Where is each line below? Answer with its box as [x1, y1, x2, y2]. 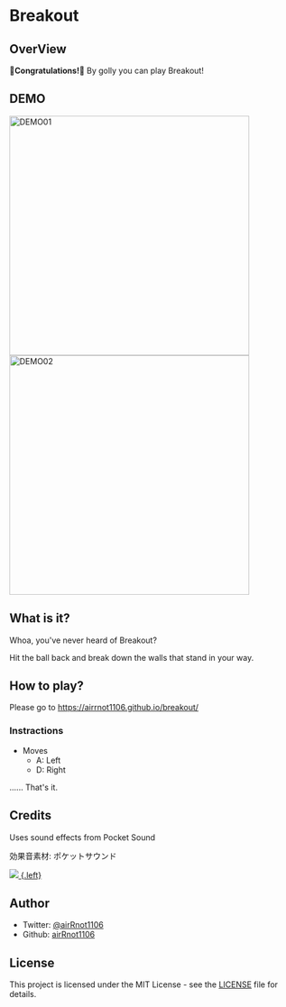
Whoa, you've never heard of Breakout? [9, 635, 158, 645]
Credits [9, 808, 52, 823]
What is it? [9, 610, 70, 627]
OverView [9, 41, 67, 57]
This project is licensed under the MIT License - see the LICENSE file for [9, 979, 278, 990]
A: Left [35, 755, 61, 765]
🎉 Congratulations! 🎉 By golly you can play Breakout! [9, 65, 205, 76]
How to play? [9, 678, 84, 694]
